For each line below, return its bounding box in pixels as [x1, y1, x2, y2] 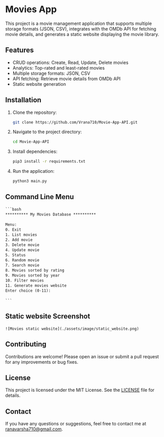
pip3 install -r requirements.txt [12, 159, 86, 164]
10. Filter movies [5, 278, 44, 283]
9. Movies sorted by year [5, 273, 60, 278]
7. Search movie [5, 263, 39, 268]
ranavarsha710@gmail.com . [5, 426, 63, 432]
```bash [5, 207, 22, 212]
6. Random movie [5, 258, 39, 263]
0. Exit [5, 227, 22, 232]
